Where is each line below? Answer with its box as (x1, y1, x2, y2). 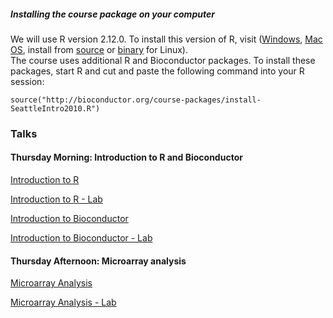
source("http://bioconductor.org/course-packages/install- (10, 95, 262, 105)
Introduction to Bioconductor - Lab (10, 232, 153, 244)
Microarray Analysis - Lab (10, 296, 117, 309)
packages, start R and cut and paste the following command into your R (10, 65, 305, 77)
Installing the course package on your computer (10, 8, 215, 20)
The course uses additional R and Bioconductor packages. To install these (10, 54, 316, 66)
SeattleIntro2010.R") (10, 103, 101, 114)
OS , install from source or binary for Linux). (10, 43, 188, 55)
